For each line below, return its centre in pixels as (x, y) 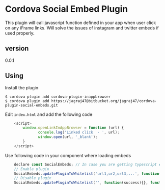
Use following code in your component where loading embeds (68, 155)
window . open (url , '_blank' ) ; (68, 137)
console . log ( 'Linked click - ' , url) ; (79, 133)
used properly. (20, 33)
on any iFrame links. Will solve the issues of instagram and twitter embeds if (82, 27)
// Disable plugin (33, 178)
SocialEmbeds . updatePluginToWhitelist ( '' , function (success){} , (81, 183)
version (17, 48)
